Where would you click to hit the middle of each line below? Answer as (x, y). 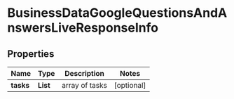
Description (84, 73)
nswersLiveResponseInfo (83, 28)
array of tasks (84, 85)
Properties (31, 54)
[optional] (130, 85)
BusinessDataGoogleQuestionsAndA (117, 13)
